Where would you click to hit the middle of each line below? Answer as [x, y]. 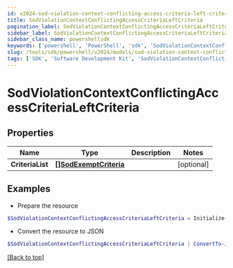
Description [151, 152]
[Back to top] [26, 258]
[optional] [193, 164]
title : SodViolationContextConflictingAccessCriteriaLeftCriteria [105, 20]
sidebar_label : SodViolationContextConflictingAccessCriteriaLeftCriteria [118, 33]
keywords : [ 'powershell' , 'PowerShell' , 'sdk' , [77, 46]
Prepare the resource [48, 206]
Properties [31, 133]
